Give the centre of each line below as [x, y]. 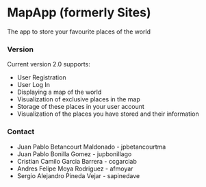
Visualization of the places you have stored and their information [108, 114]
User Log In [33, 85]
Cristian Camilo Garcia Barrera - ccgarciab [77, 161]
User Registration [41, 77]
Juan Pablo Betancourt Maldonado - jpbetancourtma [91, 147]
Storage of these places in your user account [81, 107]
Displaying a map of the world [59, 92]
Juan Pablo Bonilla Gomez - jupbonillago [74, 154]
